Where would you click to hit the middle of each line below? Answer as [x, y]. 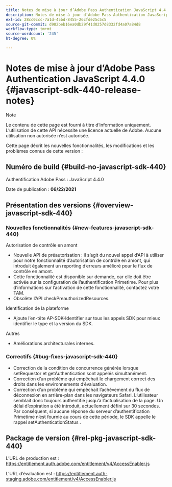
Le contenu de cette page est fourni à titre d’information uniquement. [78, 125]
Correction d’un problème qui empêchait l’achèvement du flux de [81, 389]
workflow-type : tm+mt [29, 29]
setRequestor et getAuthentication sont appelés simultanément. [80, 373]
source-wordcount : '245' [32, 34]
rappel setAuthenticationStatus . [47, 422]
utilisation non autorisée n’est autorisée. [48, 135]
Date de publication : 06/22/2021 [41, 189]
